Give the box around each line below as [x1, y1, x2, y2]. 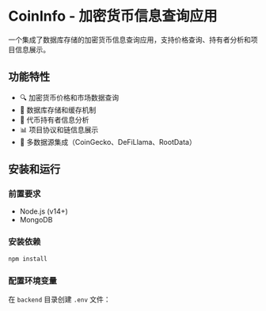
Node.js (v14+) [19, 207, 69, 216]
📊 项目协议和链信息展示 [19, 124, 99, 135]
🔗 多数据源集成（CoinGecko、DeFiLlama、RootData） [19, 137, 196, 146]
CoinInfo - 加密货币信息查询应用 [8, 7, 218, 25]
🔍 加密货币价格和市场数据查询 [19, 93, 120, 102]
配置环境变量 [8, 275, 58, 286]
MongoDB [19, 215, 53, 225]
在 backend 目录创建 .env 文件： [8, 294, 111, 304]
